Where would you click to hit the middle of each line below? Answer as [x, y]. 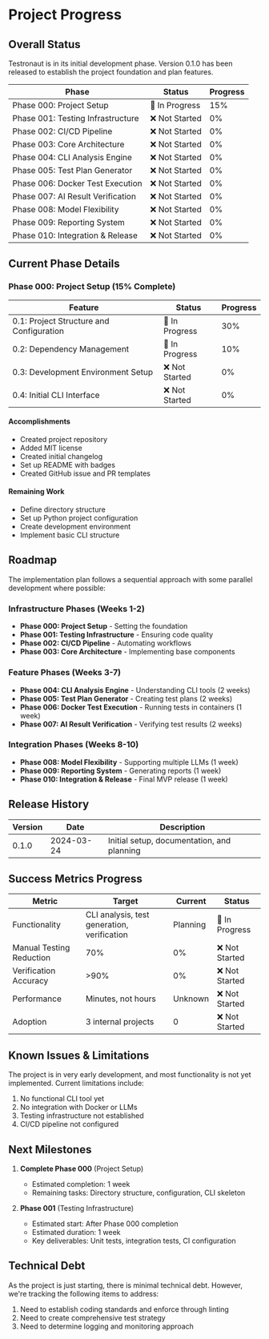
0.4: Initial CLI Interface [56, 395]
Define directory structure [62, 509]
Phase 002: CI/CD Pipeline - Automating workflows [106, 643]
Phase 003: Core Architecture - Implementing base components [127, 652]
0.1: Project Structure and [61, 320]
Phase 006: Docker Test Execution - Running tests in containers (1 [131, 707]
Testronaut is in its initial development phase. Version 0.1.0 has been [120, 63]
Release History [49, 804]
